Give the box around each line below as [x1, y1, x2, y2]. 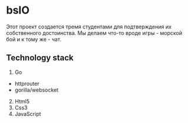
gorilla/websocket [14, 86, 59, 93]
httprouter [14, 80, 40, 87]
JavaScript [14, 110, 41, 117]
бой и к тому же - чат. [6, 35, 61, 43]
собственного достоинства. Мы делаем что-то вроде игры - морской [6, 29, 182, 36]
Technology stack [6, 53, 74, 63]
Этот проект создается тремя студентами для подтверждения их [6, 23, 172, 30]
